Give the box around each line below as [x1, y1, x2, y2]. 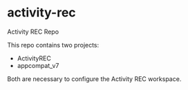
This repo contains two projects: [7, 41, 100, 49]
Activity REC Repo [7, 27, 59, 36]
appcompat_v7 [17, 61, 59, 69]
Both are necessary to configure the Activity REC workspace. [7, 74, 182, 83]
